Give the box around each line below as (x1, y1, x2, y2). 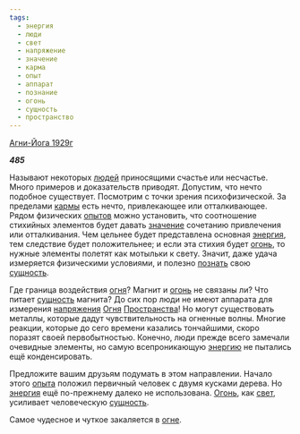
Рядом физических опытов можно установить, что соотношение (9, 210, 257, 221)
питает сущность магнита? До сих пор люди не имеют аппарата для (9, 294, 273, 305)
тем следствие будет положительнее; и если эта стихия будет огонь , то (9, 239, 286, 250)
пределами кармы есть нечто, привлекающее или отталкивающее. (9, 200, 268, 211)
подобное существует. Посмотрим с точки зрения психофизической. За (9, 191, 287, 202)
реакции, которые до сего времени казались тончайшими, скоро (9, 323, 260, 334)
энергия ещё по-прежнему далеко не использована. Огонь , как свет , (9, 387, 276, 398)
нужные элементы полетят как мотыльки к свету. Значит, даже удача (9, 248, 278, 260)
